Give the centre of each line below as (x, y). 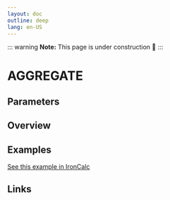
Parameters (34, 101)
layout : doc (25, 14)
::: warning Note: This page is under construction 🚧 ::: (85, 47)
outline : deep (28, 20)
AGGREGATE (45, 76)
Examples (29, 149)
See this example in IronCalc (49, 167)
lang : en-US (25, 27)
